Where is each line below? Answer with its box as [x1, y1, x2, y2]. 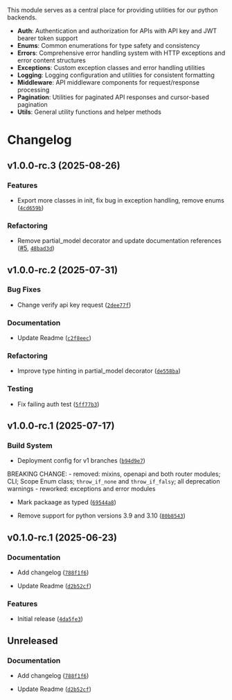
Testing [7, 384, 33, 394]
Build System [7, 441, 53, 450]
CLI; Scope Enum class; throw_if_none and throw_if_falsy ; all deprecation [7, 477, 220, 486]
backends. [7, 13, 37, 22]
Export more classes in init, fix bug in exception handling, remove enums [17, 196, 225, 204]
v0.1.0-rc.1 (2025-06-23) [7, 531, 118, 543]
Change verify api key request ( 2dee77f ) [17, 300, 132, 309]
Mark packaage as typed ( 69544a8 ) [17, 498, 116, 506]
